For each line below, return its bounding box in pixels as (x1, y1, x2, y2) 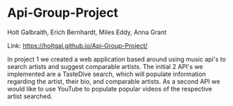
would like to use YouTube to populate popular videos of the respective (7, 84, 212, 93)
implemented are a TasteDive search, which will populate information (7, 70, 206, 78)
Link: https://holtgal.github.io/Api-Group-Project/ (7, 41, 148, 50)
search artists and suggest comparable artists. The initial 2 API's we (7, 62, 204, 70)
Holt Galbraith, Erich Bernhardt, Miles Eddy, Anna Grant (7, 28, 167, 36)
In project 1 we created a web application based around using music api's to (7, 54, 226, 63)
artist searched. (7, 92, 52, 100)
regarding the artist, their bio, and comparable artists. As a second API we (7, 77, 220, 85)
